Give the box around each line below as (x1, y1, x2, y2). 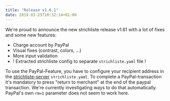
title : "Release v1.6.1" (5, 7, 59, 13)
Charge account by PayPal (12, 42, 69, 48)
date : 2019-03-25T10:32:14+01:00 (5, 12, 77, 17)
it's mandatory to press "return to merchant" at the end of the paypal (5, 79, 151, 85)
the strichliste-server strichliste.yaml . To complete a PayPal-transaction (5, 73, 162, 79)
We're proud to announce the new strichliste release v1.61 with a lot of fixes (5, 26, 165, 32)
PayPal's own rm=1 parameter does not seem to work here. (5, 90, 129, 96)
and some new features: (5, 32, 56, 38)
